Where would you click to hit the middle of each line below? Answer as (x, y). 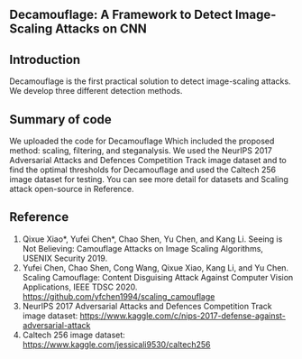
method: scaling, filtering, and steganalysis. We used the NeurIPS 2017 (141, 151)
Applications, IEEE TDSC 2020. (80, 287)
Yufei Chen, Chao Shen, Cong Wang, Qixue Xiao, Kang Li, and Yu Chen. (156, 267)
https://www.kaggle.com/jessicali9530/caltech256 (116, 344)
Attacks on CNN (101, 29)
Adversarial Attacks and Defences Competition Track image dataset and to (148, 161)
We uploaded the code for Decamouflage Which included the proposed (142, 141)
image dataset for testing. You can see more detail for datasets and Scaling (149, 179)
